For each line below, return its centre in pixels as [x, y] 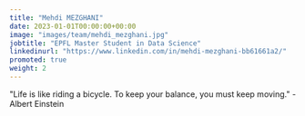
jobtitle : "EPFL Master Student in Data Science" [106, 43]
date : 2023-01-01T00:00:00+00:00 [73, 26]
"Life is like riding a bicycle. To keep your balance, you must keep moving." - [153, 94]
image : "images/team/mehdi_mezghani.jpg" [89, 34]
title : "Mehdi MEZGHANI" [56, 18]
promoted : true [38, 60]
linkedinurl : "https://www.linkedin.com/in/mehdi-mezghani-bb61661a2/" [148, 52]
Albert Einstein [37, 103]
